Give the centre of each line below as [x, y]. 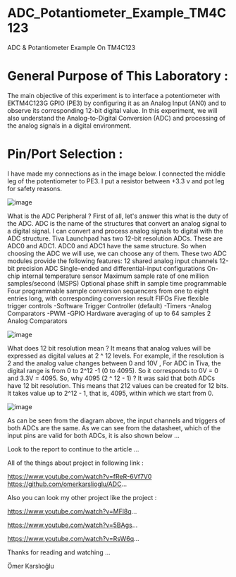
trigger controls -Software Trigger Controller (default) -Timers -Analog [109, 305]
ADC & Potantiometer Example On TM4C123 [72, 47]
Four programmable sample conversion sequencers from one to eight [108, 291]
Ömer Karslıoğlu [31, 566]
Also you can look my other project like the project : [82, 497]
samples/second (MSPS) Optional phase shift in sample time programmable [117, 283]
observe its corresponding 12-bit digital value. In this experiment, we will [112, 110]
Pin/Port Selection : [65, 154]
